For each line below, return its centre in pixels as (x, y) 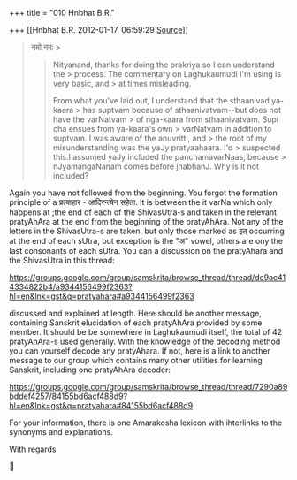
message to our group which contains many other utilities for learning (136, 360)
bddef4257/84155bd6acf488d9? (69, 396)
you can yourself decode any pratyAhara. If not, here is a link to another (140, 351)
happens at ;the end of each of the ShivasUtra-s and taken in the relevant (143, 212)
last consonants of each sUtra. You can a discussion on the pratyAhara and (146, 251)
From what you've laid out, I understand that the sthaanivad (161, 100)
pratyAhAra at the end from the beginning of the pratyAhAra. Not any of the (147, 221)
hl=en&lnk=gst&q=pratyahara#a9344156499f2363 (102, 296)
